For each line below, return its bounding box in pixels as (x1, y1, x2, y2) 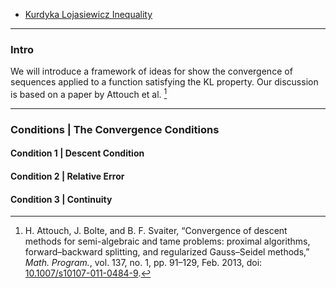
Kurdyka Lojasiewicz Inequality (24, 9, 153, 20)
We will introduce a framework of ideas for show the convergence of (10, 65, 293, 78)
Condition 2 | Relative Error (10, 170, 125, 183)
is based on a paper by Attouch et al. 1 (10, 87, 168, 100)
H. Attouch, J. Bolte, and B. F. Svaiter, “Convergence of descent (24, 225, 288, 237)
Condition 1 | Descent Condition (10, 147, 145, 159)
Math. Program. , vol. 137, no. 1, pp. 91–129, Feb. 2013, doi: (24, 257, 263, 269)
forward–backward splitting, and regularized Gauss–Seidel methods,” (24, 246, 310, 258)
